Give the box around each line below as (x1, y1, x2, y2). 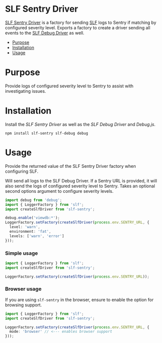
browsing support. (5, 302, 42, 308)
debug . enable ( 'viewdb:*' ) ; (5, 216, 60, 221)
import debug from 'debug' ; (5, 198, 62, 202)
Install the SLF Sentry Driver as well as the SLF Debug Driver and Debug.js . (5, 121, 156, 127)
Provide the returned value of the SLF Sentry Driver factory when (5, 163, 136, 169)
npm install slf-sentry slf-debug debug (5, 131, 89, 136)
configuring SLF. (5, 168, 39, 174)
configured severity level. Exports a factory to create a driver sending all (5, 24, 150, 30)
